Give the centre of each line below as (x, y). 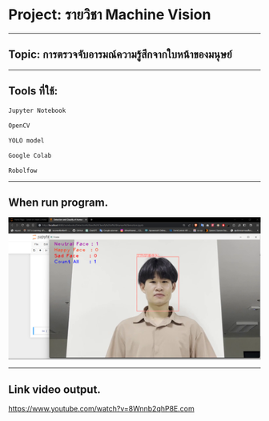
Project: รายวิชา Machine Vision (110, 15)
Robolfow (23, 170)
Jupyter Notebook (37, 110)
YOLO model (26, 140)
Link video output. (55, 389)
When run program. (58, 202)
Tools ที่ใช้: (33, 91)
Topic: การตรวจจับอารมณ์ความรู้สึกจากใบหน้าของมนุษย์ (120, 55)
